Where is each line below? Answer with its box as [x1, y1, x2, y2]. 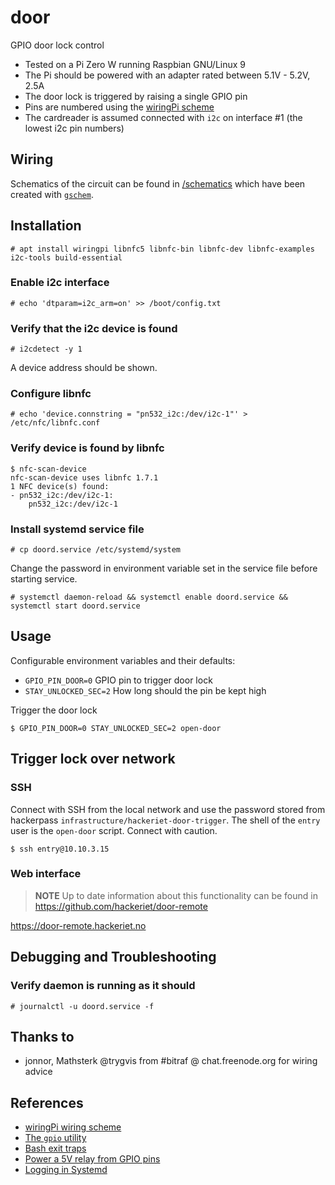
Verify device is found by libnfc [10, 441, 165, 455]
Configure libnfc [10, 387, 92, 401]
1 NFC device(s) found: [10, 481, 110, 491]
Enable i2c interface [10, 276, 110, 290]
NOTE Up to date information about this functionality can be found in [34, 889, 318, 901]
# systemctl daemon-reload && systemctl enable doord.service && [10, 592, 288, 603]
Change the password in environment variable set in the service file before [10, 562, 318, 575]
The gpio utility [24, 1132, 87, 1144]
